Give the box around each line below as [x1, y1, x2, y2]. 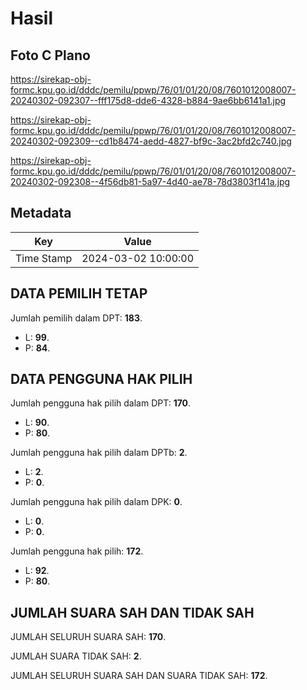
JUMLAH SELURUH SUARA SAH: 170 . [10, 631, 167, 643]
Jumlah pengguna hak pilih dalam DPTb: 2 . [10, 447, 188, 459]
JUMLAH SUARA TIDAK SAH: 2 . [10, 650, 142, 662]
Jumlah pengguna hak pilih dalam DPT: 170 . [10, 397, 192, 409]
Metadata [10, 205, 72, 222]
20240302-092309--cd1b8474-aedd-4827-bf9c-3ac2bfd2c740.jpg [10, 135, 292, 147]
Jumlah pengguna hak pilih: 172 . [10, 545, 144, 557]
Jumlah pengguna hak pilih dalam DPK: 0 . [10, 496, 183, 508]
